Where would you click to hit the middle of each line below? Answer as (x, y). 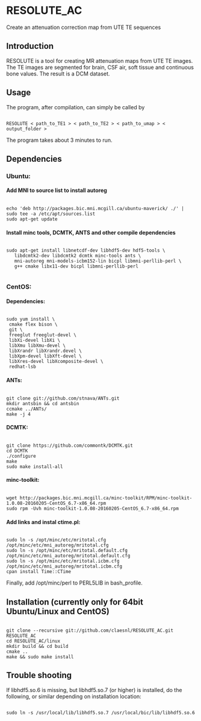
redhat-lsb (22, 367)
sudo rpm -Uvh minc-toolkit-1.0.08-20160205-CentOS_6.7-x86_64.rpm (93, 509)
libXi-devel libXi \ (35, 341)
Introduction (30, 46)
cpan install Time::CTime (39, 572)
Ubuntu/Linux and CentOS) (58, 611)
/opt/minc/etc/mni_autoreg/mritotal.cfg (58, 545)
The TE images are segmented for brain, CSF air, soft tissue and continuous (100, 67)
